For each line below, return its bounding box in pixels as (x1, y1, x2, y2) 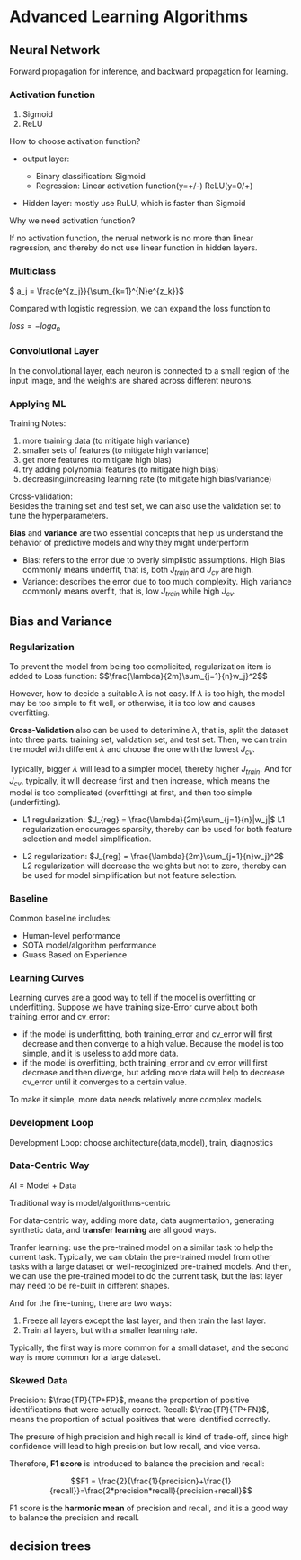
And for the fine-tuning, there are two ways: (9, 1297, 173, 1308)
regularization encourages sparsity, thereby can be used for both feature (22, 823, 293, 834)
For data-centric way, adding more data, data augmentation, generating (9, 1214, 275, 1226)
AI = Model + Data (9, 1180, 77, 1191)
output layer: (22, 153, 70, 164)
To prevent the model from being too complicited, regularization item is (9, 661, 272, 672)
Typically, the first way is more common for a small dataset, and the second (9, 1342, 289, 1353)
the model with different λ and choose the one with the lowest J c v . (9, 744, 256, 757)
